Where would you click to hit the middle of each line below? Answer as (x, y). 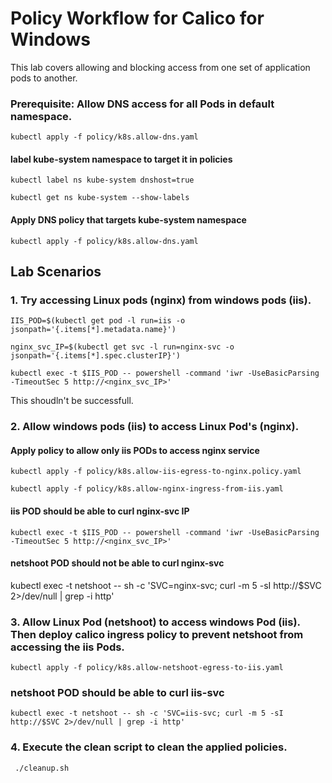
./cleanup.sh (42, 768)
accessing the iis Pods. (67, 647)
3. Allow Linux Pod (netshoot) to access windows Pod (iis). (155, 622)
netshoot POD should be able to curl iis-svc (117, 693)
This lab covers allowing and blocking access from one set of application (160, 67)
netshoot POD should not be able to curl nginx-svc (117, 563)
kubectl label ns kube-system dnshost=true (102, 180)
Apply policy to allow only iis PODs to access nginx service (135, 450)
